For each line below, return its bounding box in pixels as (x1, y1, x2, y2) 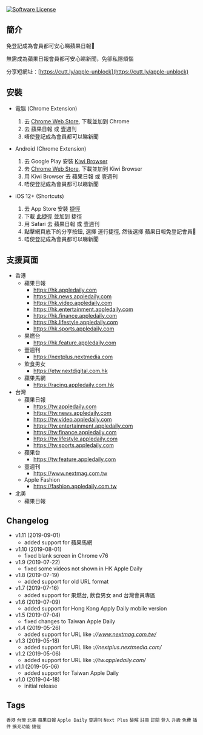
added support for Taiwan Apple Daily (24, 669, 119, 677)
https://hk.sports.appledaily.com (33, 325, 115, 332)
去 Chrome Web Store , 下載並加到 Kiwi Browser (24, 165, 142, 173)
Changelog (6, 515, 49, 525)
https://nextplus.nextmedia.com (33, 353, 113, 361)
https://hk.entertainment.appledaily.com (33, 306, 133, 313)
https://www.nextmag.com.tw (33, 470, 108, 477)
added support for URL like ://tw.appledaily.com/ (24, 657, 146, 664)
